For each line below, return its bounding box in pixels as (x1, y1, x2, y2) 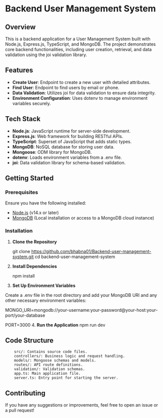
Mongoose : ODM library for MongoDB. (12, 149, 92, 155)
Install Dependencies (12, 263, 57, 269)
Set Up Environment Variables (12, 282, 76, 288)
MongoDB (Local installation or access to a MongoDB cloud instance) (12, 215, 155, 221)
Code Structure (5, 336, 54, 345)
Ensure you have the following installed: (5, 200, 87, 206)
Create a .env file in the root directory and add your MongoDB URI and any (5, 292, 158, 298)
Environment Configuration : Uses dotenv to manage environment (12, 95, 148, 101)
